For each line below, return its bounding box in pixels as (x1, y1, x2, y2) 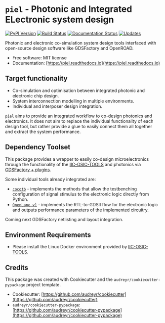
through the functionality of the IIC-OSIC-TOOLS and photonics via (5, 161, 141, 167)
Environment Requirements (5, 231, 91, 239)
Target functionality (5, 74, 68, 83)
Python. (12, 196, 29, 202)
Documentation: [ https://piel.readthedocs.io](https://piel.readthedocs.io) (12, 60, 160, 66)
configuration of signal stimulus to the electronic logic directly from (12, 191, 149, 197)
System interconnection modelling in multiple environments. (12, 98, 134, 104)
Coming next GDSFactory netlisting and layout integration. (5, 216, 124, 222)
